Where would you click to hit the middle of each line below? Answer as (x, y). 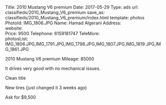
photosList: (17, 39)
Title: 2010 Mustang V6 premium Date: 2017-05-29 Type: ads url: (72, 7)
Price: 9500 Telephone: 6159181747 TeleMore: (53, 33)
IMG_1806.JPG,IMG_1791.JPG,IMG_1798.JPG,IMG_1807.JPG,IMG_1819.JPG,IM (83, 44)
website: (14, 28)
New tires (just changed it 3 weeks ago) (46, 88)
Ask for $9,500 (21, 97)
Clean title (16, 78)
